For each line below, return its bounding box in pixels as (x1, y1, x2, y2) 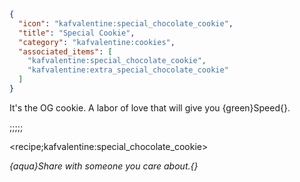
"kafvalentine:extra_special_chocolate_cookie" (27, 65, 229, 75)
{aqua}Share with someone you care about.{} (9, 160, 199, 172)
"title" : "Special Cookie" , (18, 28, 136, 38)
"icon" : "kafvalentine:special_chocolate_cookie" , (18, 18, 234, 29)
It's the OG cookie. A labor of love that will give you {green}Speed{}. (9, 101, 291, 114)
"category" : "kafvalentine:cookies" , (18, 37, 176, 47)
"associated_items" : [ (18, 46, 113, 57)
